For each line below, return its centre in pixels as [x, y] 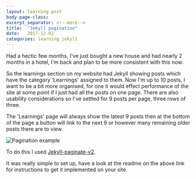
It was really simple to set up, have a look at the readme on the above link [95, 163]
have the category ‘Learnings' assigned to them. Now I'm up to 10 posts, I [96, 80]
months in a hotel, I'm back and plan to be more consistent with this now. [95, 62]
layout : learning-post [34, 12]
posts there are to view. [35, 129]
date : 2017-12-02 [30, 34]
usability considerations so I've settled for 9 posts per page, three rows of [96, 99]
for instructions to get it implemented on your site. [67, 170]
